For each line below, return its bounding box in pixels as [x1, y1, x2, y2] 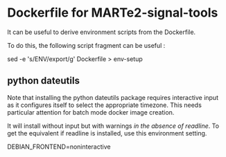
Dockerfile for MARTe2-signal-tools [7, 5, 218, 21]
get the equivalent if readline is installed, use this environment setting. [7, 129, 207, 137]
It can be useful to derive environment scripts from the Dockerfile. [7, 28, 196, 36]
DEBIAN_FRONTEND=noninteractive [7, 142, 111, 151]
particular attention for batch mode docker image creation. [7, 108, 175, 116]
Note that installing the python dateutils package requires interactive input [7, 93, 218, 101]
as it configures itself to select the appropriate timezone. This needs [7, 101, 202, 109]
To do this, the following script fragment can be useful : [7, 41, 166, 49]
